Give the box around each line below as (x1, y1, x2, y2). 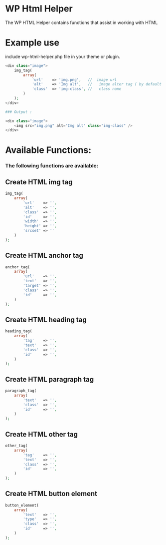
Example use (5, 37, 60, 48)
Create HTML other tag (5, 430, 78, 439)
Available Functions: (5, 144, 92, 156)
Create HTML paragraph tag (5, 375, 94, 384)
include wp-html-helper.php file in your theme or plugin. (5, 53, 121, 59)
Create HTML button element (5, 490, 97, 498)
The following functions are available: (5, 162, 99, 169)
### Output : (5, 109, 32, 114)
